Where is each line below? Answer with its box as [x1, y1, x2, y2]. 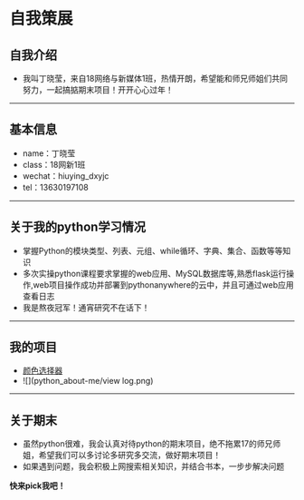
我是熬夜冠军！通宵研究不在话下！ [22, 301, 150, 313]
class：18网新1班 [22, 159, 86, 170]
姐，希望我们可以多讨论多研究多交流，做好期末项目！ [22, 450, 222, 461]
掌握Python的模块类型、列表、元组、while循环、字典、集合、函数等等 [22, 245, 283, 256]
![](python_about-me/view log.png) [22, 376, 154, 387]
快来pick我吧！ [9, 480, 66, 491]
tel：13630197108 [22, 181, 89, 192]
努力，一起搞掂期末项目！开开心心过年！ [22, 84, 174, 95]
